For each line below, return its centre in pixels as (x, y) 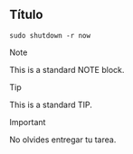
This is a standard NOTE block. (67, 69)
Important (28, 122)
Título (26, 15)
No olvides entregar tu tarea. (63, 140)
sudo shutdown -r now (50, 35)
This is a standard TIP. (51, 104)
